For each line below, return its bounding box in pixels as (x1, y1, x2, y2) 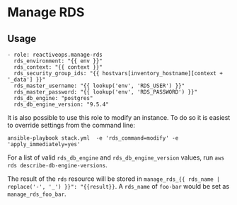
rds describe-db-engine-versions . (7, 161, 108, 169)
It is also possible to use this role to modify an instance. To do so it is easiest (7, 113, 231, 121)
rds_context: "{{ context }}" (13, 64, 103, 71)
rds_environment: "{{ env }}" (13, 57, 103, 65)
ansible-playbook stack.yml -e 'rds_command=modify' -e (7, 135, 179, 142)
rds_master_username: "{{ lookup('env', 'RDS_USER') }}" (13, 82, 185, 89)
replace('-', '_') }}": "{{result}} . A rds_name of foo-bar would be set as (7, 182, 230, 190)
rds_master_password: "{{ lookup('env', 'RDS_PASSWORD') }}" (13, 89, 198, 96)
